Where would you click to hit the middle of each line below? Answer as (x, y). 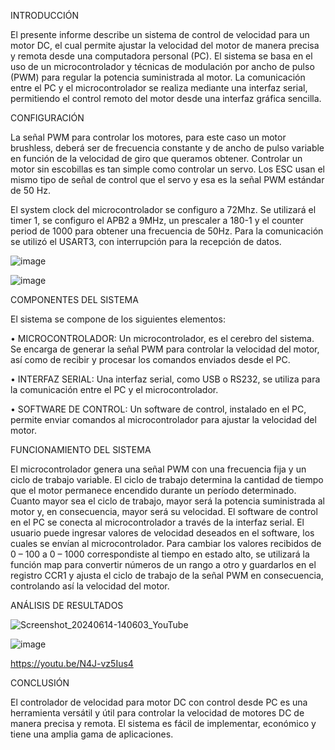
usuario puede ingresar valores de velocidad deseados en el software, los (162, 533)
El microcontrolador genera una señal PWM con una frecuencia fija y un (158, 469)
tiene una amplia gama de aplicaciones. (92, 734)
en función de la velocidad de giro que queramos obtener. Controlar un (156, 158)
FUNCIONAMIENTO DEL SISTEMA (81, 449)
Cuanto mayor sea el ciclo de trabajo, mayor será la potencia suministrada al (167, 501)
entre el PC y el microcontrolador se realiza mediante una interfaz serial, (159, 88)
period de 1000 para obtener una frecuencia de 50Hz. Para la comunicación (167, 231)
